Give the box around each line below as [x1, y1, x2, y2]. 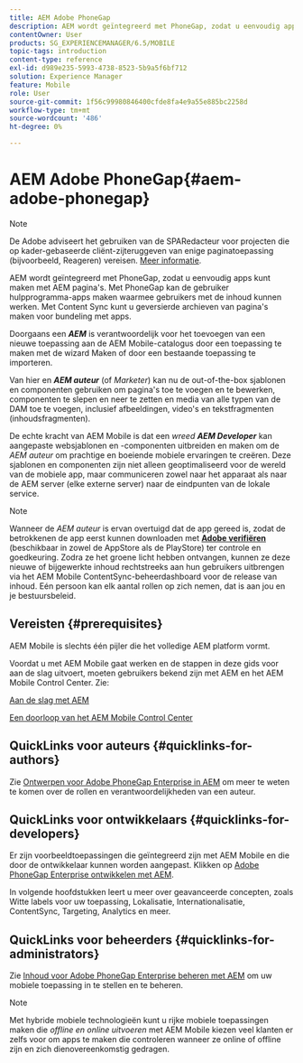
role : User [9, 89, 50, 98]
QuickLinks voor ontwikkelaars [9, 812, 188, 827]
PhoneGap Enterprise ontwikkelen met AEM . [9, 869, 174, 881]
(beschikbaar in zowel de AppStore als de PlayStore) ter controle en [9, 542, 262, 553]
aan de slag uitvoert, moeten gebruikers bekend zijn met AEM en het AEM [9, 667, 284, 678]
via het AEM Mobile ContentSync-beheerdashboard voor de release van [9, 571, 278, 582]
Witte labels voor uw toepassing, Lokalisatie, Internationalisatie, [9, 896, 245, 908]
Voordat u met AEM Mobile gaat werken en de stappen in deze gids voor [9, 657, 280, 668]
